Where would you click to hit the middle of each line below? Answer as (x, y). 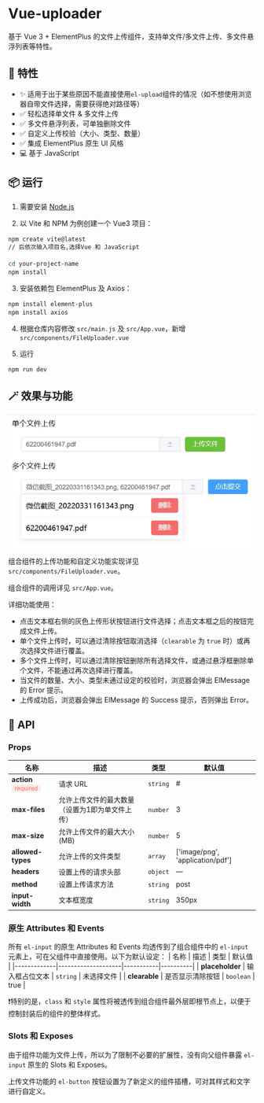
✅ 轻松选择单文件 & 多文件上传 (69, 113)
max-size (28, 836)
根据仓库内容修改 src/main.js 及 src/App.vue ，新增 (103, 328)
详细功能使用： (32, 604)
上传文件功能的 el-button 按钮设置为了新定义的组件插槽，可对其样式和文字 (129, 1081)
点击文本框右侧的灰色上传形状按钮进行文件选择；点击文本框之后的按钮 (133, 621)
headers (26, 872)
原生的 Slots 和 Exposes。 (70, 1064)
